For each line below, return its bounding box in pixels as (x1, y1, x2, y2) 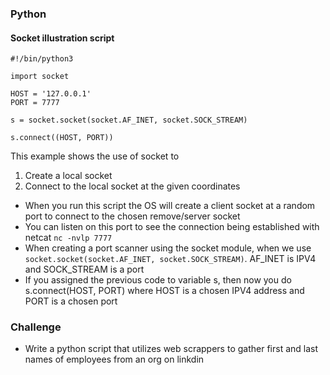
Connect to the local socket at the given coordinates (24, 180, 241, 192)
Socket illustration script (10, 32, 115, 44)
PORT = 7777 (10, 98, 60, 108)
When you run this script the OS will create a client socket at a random (24, 200, 316, 212)
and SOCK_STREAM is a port (24, 263, 145, 276)
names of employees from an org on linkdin (24, 353, 205, 366)
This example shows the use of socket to (10, 150, 180, 162)
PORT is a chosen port (24, 295, 118, 307)
